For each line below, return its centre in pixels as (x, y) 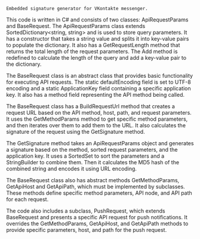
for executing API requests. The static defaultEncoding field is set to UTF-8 (99, 82)
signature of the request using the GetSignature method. (76, 132)
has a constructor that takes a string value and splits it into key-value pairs (98, 39)
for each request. (27, 199)
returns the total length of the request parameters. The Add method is (92, 51)
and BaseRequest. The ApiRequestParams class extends (76, 26)
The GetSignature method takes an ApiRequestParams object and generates (100, 143)
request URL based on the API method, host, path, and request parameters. (99, 113)
